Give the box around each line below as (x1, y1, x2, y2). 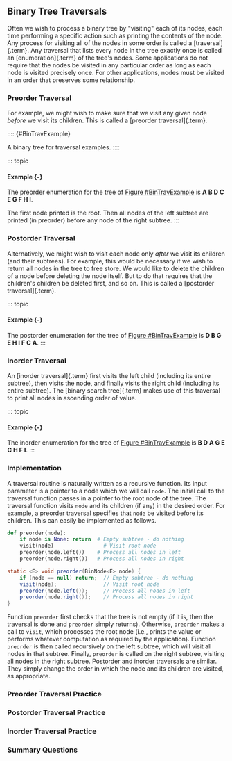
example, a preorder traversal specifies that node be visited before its (7, 509, 204, 517)
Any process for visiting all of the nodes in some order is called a (7, 38, 193, 47)
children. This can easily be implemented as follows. (7, 516, 157, 524)
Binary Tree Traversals (7, 6, 107, 17)
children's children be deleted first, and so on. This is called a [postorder (7, 279, 215, 287)
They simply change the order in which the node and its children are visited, (7, 664, 224, 673)
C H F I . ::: (7, 446, 35, 455)
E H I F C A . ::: (7, 338, 46, 347)
